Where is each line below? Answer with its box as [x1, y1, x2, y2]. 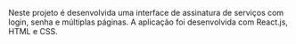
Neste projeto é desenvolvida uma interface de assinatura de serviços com [8, 8, 284, 18]
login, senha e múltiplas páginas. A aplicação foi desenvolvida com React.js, [8, 17, 289, 27]
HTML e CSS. [8, 26, 59, 36]
